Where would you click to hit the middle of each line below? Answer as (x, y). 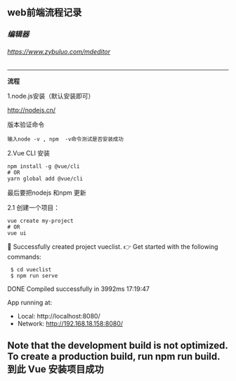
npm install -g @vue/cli (44, 166)
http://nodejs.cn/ (32, 110)
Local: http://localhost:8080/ (59, 316)
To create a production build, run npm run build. (114, 356)
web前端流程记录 (45, 13)
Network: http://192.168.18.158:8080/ (70, 323)
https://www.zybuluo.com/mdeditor (59, 51)
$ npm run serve (34, 276)
